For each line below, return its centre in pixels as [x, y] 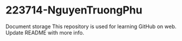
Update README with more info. [45, 32]
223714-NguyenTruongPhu [74, 10]
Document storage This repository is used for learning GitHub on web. [91, 26]
